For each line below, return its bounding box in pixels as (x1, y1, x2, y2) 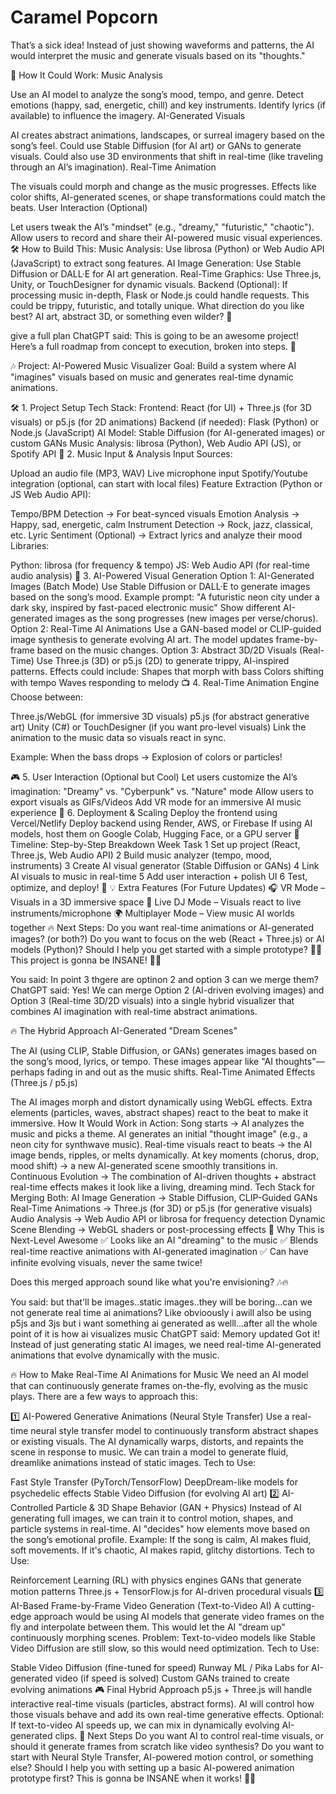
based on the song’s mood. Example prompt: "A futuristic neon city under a (10, 591, 320, 603)
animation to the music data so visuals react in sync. (10, 731, 227, 743)
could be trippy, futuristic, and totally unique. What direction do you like (10, 299, 305, 311)
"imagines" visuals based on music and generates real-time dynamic (10, 371, 294, 383)
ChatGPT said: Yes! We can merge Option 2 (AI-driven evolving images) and (10, 984, 325, 996)
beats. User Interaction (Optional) (10, 201, 148, 213)
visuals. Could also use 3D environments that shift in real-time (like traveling (10, 150, 324, 162)
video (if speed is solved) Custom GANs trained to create (54, 1672, 290, 1684)
